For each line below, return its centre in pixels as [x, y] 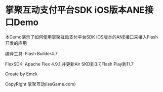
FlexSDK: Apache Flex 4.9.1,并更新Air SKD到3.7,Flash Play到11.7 [70, 64]
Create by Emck [21, 74]
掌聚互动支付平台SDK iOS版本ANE [75, 10]
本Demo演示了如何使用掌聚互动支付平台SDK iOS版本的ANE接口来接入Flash [81, 37]
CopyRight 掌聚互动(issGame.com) [41, 84]
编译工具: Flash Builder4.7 [31, 53]
